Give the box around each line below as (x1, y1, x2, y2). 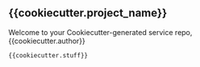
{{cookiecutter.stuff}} (8, 51, 89, 59)
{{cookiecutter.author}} (8, 36, 86, 45)
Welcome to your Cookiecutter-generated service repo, (8, 27, 193, 37)
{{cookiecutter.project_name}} (8, 6, 168, 20)
